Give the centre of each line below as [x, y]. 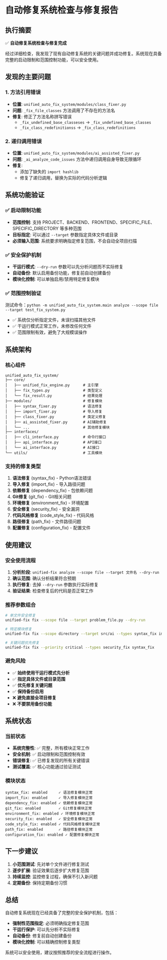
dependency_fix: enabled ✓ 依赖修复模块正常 [49, 803]
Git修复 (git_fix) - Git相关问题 [42, 497]
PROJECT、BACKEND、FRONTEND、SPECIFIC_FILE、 [98, 222]
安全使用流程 [21, 560]
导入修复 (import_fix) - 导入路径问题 [49, 484]
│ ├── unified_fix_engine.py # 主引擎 [52, 385]
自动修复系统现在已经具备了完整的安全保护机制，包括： [62, 913]
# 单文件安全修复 [20, 615]
